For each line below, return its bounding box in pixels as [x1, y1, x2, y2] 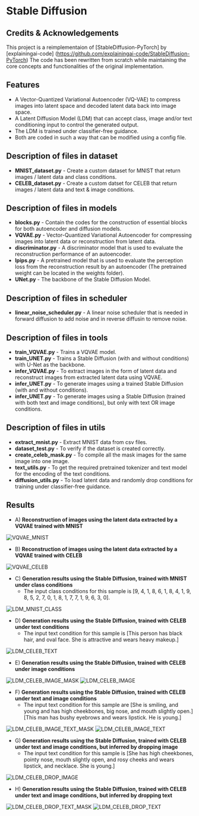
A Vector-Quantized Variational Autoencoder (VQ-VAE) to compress [14, 95, 181, 103]
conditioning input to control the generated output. [14, 121, 139, 128]
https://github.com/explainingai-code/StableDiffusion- [57, 50, 190, 57]
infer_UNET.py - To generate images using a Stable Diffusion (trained [14, 393, 186, 400]
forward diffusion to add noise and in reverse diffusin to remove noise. [14, 315, 187, 322]
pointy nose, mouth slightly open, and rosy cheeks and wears [23, 756, 175, 763]
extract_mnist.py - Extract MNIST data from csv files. [14, 438, 147, 445]
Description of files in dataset [6, 151, 118, 162]
